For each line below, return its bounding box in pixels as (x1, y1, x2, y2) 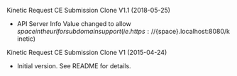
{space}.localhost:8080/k (155, 27, 231, 35)
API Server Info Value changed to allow (16, 20, 132, 27)
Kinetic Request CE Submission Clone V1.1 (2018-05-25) (6, 6, 171, 14)
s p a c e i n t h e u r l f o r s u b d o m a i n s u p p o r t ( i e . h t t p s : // (16, 27, 156, 35)
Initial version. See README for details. (16, 62, 132, 70)
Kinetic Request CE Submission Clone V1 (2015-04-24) (6, 49, 167, 56)
